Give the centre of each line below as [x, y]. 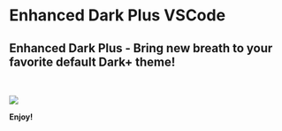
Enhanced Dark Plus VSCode [118, 15]
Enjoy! [21, 117]
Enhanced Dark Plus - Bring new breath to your [141, 48]
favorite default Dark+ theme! [92, 62]
